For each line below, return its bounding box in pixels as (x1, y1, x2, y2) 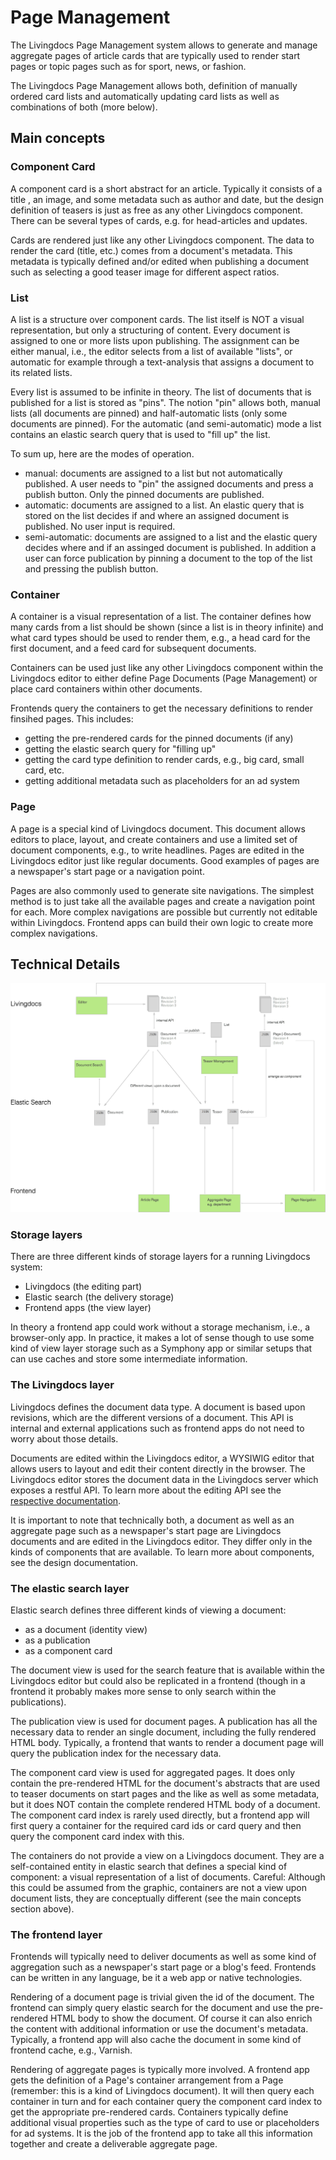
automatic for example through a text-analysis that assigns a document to (10, 356, 315, 368)
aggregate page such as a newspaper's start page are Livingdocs (10, 1524, 282, 1536)
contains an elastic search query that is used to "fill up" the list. (10, 428, 271, 440)
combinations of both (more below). (10, 101, 158, 113)
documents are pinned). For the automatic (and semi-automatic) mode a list (10, 417, 322, 430)
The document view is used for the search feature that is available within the (10, 1664, 325, 1676)
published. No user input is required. (24, 520, 176, 532)
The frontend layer (10, 1927, 103, 1941)
